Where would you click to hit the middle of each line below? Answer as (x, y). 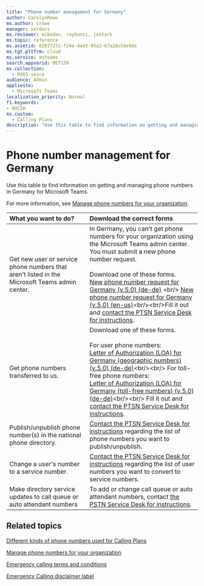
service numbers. (114, 479)
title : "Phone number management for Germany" (66, 12)
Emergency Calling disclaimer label (50, 576)
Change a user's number (45, 464)
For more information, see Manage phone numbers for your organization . (98, 203)
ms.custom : (20, 114)
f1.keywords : (23, 102)
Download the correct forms (131, 219)
